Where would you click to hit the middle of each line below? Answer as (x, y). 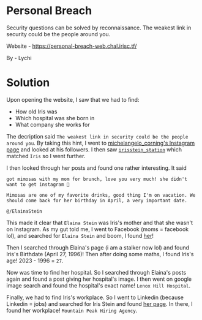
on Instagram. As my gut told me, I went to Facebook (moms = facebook (97, 229)
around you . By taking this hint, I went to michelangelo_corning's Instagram (100, 143)
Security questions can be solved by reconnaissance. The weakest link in (99, 28)
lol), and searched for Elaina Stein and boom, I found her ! (80, 235)
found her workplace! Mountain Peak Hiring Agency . (72, 310)
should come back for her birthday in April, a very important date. (97, 200)
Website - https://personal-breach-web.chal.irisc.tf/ (72, 46)
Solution (28, 83)
